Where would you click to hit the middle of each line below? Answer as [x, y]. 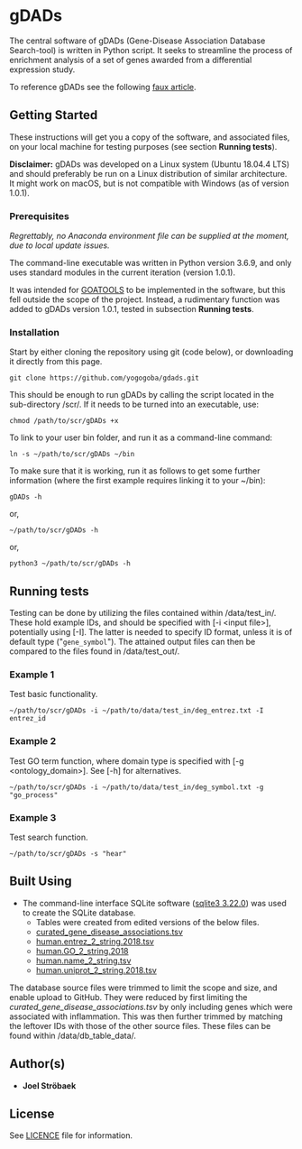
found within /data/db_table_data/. [73, 1035]
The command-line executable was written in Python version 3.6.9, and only [151, 263]
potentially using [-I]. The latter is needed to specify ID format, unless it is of [151, 632]
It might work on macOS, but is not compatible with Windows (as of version [150, 183]
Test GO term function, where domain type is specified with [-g [127, 761]
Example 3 [33, 817]
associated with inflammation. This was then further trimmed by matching [146, 1016]
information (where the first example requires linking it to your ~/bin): [137, 481]
